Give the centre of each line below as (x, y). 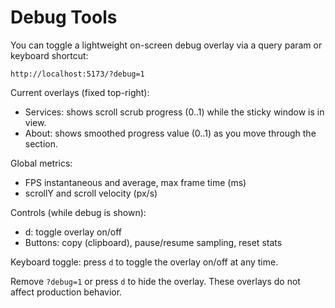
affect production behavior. (66, 292)
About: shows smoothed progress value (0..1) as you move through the (170, 133)
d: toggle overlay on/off (73, 232)
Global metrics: (41, 163)
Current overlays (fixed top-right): (80, 92)
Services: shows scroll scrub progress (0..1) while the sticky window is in (174, 112)
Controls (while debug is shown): (78, 212)
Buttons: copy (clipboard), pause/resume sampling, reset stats (153, 242)
